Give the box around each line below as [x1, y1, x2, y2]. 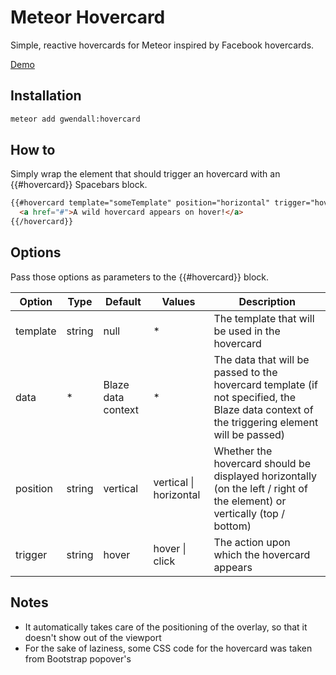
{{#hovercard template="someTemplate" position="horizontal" [10, 198, 271, 208]
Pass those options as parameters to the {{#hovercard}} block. [10, 271, 269, 283]
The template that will [213, 311, 315, 325]
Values [161, 294, 196, 308]
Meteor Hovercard [10, 6, 166, 29]
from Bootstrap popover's [24, 652, 132, 665]
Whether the [213, 444, 273, 458]
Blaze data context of [213, 402, 314, 416]
